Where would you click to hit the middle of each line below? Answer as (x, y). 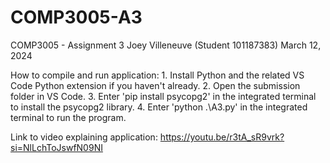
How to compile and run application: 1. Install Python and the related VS (157, 75)
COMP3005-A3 (76, 17)
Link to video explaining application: (84, 137)
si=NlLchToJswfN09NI (56, 147)
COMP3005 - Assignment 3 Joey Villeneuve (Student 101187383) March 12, (166, 45)
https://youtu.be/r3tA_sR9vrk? (222, 137)
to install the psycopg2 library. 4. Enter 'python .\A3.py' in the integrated (159, 107)
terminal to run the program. (68, 117)
